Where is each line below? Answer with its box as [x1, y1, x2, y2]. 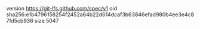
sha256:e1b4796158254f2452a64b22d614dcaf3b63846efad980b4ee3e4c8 [6, 11, 195, 18]
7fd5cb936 [6, 17, 34, 24]
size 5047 [35, 17, 59, 24]
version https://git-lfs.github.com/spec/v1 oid [6, 5, 118, 12]
